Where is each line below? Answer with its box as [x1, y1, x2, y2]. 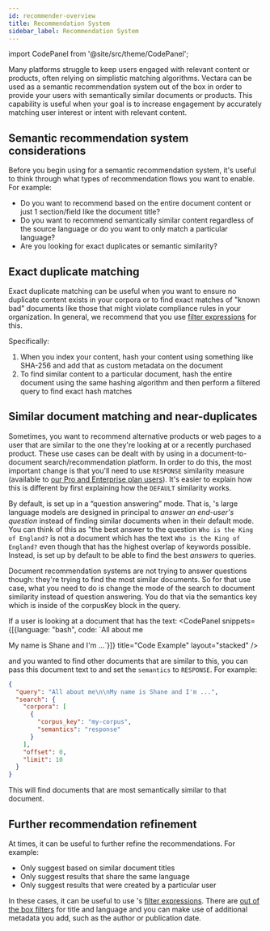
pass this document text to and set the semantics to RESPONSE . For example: [8, 665, 257, 674]
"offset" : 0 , [23, 748, 67, 756]
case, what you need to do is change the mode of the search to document [8, 583, 255, 593]
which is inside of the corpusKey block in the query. [8, 600, 181, 610]
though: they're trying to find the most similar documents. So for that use [8, 574, 251, 584]
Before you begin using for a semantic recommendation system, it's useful [8, 165, 256, 175]
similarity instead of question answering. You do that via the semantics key [8, 592, 257, 602]
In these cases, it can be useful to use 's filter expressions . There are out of [8, 896, 260, 905]
